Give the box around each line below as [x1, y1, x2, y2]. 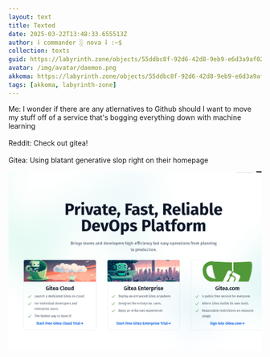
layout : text [8, 13, 52, 21]
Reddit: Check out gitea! [8, 137, 88, 148]
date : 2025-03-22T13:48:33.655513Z [8, 30, 128, 38]
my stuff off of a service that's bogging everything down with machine [8, 113, 242, 122]
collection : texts [8, 47, 70, 55]
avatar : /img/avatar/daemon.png [8, 64, 117, 72]
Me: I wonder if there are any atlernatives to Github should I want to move [8, 104, 252, 113]
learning [8, 121, 36, 130]
